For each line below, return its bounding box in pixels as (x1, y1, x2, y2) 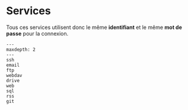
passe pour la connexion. (6, 30, 69, 37)
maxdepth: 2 (6, 46, 36, 53)
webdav (6, 72, 23, 78)
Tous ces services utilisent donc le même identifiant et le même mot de (6, 24, 182, 31)
